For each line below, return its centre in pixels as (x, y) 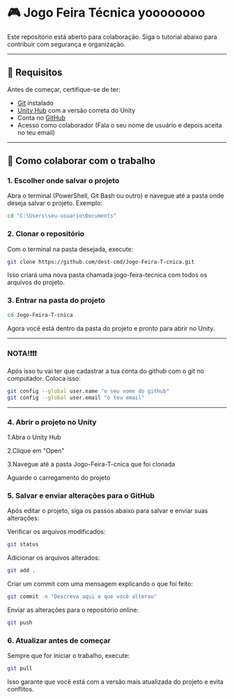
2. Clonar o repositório (46, 234)
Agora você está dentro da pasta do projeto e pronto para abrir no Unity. (111, 328)
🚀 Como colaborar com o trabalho (81, 161)
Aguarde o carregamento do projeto (59, 478)
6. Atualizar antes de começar (59, 641)
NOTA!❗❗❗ (22, 353)
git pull (20, 668)
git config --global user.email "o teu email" (76, 398)
